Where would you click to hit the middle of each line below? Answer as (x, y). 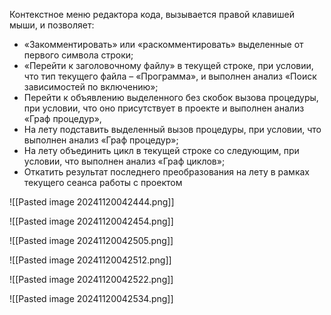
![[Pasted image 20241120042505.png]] (91, 240)
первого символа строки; (78, 55)
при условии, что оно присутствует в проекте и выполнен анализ (164, 108)
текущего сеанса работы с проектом (103, 182)
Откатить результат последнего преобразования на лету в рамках (166, 172)
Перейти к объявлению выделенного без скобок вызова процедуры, (171, 97)
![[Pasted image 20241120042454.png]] (91, 221)
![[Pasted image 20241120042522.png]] (91, 279)
